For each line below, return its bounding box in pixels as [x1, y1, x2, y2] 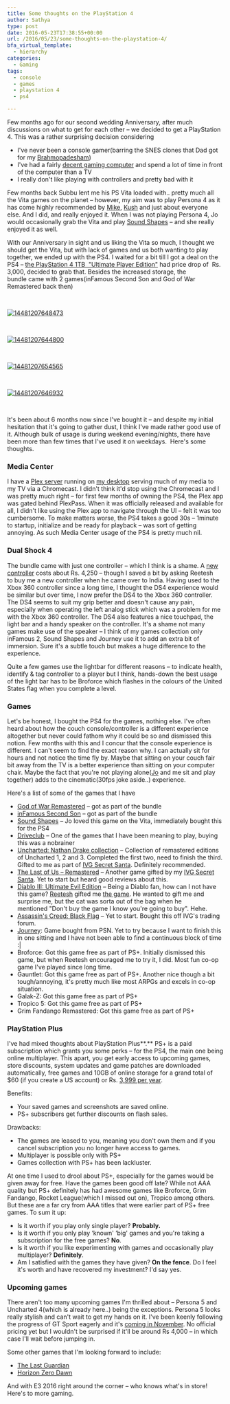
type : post [7, 23, 38, 30]
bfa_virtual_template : [7, 42, 72, 49]
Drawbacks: [7, 1123, 41, 1132]
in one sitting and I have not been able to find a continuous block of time [16, 933, 222, 942]
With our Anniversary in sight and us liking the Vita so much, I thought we [7, 239, 215, 246]
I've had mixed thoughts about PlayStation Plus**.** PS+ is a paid [7, 1040, 192, 1048]
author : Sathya [7, 17, 51, 23]
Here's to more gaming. [7, 1390, 74, 1398]
